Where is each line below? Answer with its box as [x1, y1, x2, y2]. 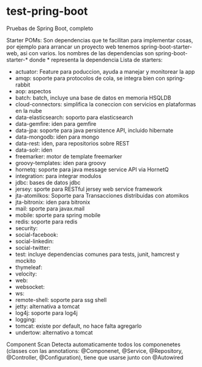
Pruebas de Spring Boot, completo [6, 25, 94, 32]
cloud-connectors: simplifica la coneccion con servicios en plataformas [15, 100, 196, 108]
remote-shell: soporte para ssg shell [15, 296, 107, 303]
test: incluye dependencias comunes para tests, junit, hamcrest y [15, 250, 180, 258]
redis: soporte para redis [15, 218, 78, 225]
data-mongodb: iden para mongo [15, 133, 100, 141]
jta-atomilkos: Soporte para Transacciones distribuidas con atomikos [15, 191, 189, 199]
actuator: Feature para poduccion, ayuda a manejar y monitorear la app [15, 68, 195, 75]
